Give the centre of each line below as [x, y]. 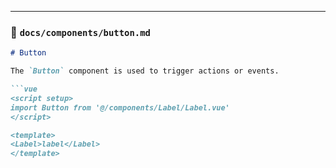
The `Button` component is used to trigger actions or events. [145, 71]
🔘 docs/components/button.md [80, 32]
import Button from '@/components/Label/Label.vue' [120, 107]
